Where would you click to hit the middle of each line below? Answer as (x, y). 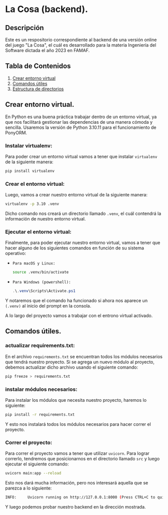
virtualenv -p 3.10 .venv (32, 204)
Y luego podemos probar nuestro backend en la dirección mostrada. (75, 506)
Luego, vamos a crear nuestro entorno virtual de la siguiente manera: (76, 195)
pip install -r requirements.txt (40, 414)
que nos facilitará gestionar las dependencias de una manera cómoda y (79, 122)
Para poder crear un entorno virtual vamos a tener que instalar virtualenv (81, 156)
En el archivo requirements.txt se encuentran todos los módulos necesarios (84, 356)
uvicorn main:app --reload (33, 473)
